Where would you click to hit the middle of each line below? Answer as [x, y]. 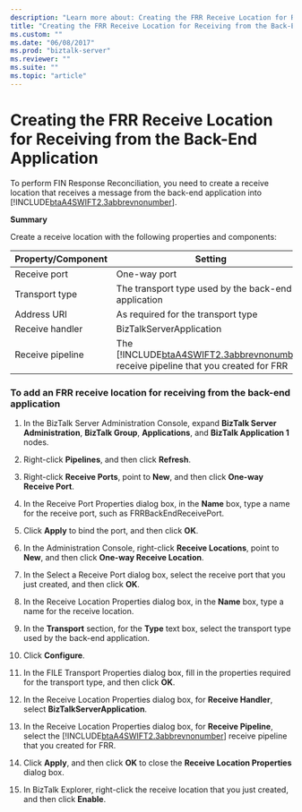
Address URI [41, 314]
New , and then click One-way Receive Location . [113, 557]
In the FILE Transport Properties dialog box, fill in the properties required [157, 672]
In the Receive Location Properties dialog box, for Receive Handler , [148, 699]
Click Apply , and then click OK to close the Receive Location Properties [157, 763]
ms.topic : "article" [49, 76]
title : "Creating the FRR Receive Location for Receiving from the [139, 26]
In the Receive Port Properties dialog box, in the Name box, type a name [156, 503]
